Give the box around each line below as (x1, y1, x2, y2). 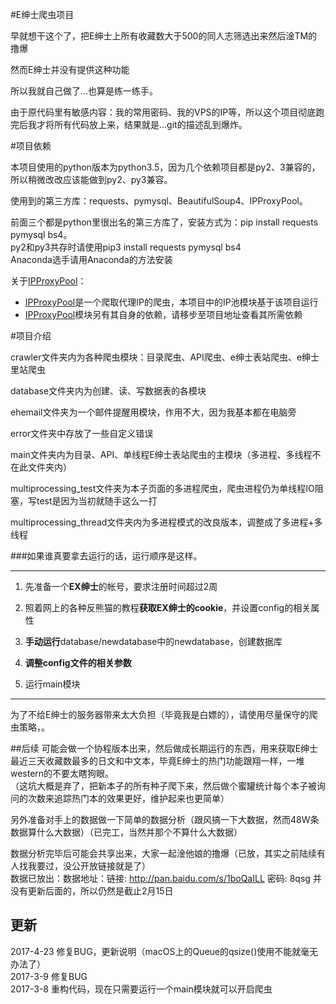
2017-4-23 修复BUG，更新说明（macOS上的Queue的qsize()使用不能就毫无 (10, 945, 319, 957)
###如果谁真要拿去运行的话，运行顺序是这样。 (10, 550, 203, 562)
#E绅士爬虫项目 (10, 9, 75, 20)
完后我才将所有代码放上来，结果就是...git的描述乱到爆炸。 (10, 119, 248, 130)
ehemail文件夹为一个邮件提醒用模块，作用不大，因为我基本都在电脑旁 (10, 406, 297, 418)
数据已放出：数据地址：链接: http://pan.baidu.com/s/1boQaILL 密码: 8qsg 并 (10, 873, 322, 884)
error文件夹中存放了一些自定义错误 (10, 428, 154, 439)
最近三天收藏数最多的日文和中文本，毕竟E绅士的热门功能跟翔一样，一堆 (10, 755, 305, 767)
